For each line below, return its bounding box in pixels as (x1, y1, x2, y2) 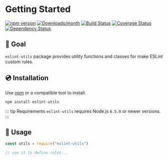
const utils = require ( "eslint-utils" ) (5, 141, 89, 146)
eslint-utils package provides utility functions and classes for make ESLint (5, 53, 163, 59)
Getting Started (5, 4, 71, 15)
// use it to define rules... (5, 150, 69, 155)
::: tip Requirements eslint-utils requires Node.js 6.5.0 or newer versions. (5, 108, 161, 114)
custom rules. (5, 59, 34, 65)
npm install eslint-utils (5, 99, 59, 104)
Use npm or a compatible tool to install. (5, 89, 86, 96)
